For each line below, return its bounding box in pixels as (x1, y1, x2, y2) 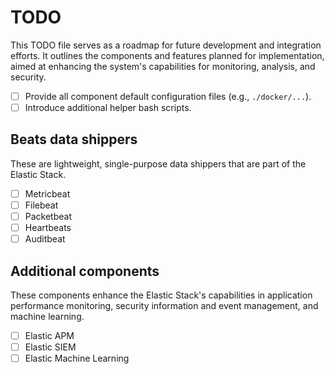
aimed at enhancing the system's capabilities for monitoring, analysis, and (10, 60, 316, 72)
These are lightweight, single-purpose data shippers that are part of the (10, 157, 307, 170)
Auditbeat (24, 233, 66, 245)
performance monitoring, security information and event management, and (10, 300, 319, 311)
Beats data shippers (10, 131, 138, 148)
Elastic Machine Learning (24, 352, 130, 365)
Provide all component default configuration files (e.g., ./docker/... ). (24, 90, 312, 102)
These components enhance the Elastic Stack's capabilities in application (10, 289, 313, 301)
